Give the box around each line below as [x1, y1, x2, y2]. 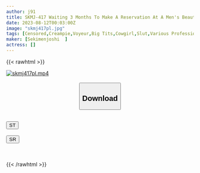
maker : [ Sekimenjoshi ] [6, 36, 68, 42]
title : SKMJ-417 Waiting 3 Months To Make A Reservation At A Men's [6, 14, 180, 20]
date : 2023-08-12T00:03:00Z [6, 20, 76, 26]
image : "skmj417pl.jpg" [6, 25, 65, 32]
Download [82, 93, 118, 103]
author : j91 [6, 8, 36, 15]
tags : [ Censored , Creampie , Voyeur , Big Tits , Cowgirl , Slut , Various [6, 31, 169, 37]
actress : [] [6, 42, 36, 48]
